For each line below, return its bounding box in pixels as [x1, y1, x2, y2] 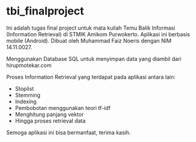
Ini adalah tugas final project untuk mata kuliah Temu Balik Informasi [6, 24, 175, 31]
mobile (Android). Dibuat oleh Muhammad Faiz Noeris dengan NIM [6, 37, 172, 44]
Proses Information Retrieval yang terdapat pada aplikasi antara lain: [6, 73, 176, 80]
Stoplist [14, 85, 34, 92]
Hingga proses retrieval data [14, 117, 86, 124]
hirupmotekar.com [6, 62, 52, 69]
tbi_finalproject [6, 4, 84, 18]
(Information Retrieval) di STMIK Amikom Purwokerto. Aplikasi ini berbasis [6, 30, 190, 37]
